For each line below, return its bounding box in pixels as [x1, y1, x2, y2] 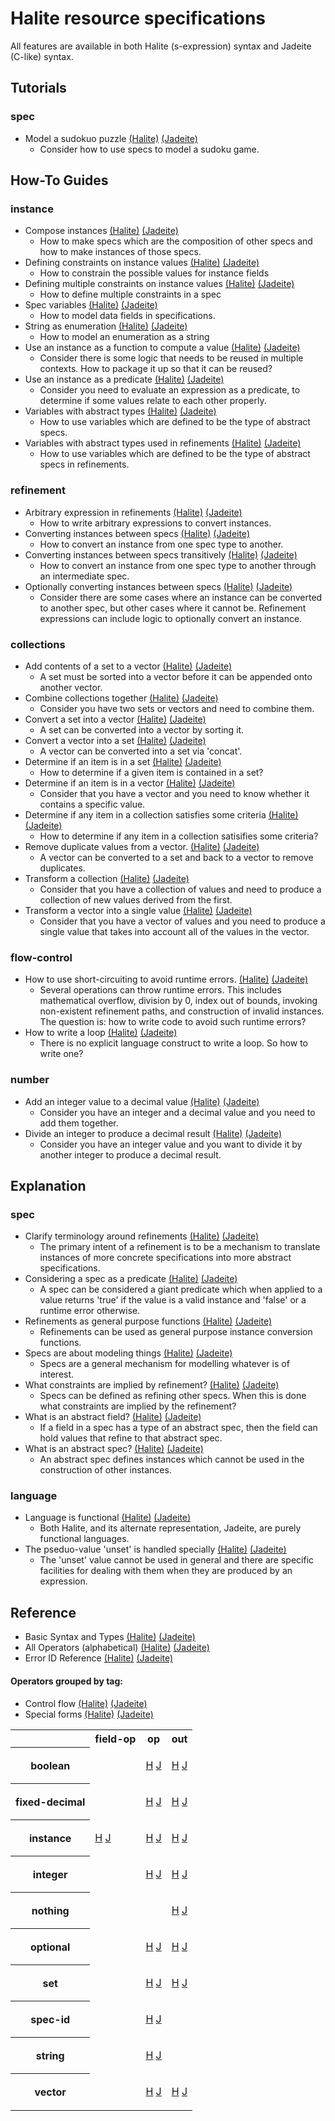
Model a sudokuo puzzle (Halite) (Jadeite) [24, 132, 198, 144]
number [10, 1073, 50, 1087]
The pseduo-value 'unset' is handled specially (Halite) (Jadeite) [24, 1543, 287, 1556]
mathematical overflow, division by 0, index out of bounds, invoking [39, 995, 318, 1007]
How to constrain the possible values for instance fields [39, 267, 270, 279]
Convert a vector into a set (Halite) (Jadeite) [24, 734, 207, 746]
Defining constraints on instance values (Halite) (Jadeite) [24, 257, 260, 269]
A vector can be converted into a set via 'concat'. [39, 745, 243, 757]
